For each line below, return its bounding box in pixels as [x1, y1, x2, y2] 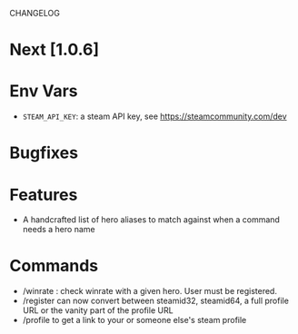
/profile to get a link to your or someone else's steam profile [22, 315, 247, 326]
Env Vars [9, 81, 78, 102]
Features [9, 184, 78, 205]
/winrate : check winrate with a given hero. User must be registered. [22, 286, 277, 297]
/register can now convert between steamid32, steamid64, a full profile [22, 295, 289, 307]
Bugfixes [9, 142, 79, 163]
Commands [9, 256, 99, 276]
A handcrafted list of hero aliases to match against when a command [22, 214, 280, 225]
